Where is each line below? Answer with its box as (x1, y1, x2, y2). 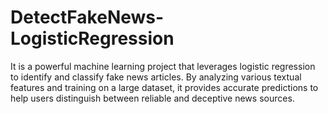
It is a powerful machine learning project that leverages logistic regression (10, 60, 316, 72)
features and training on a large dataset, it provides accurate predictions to (10, 81, 319, 93)
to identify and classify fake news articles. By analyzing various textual (10, 71, 302, 83)
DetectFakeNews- (10, 6, 165, 29)
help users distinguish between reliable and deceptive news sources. (10, 92, 295, 104)
